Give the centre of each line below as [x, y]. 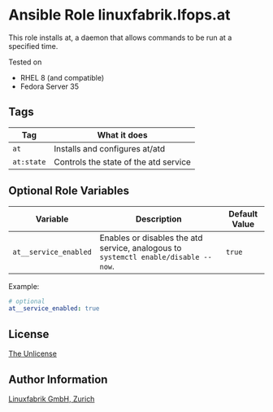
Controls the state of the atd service [122, 162]
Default [243, 213]
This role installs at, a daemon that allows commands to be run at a [120, 37]
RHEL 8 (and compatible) [62, 77]
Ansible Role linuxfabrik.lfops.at [119, 15]
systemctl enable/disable [149, 257]
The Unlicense [32, 354]
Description [158, 219]
